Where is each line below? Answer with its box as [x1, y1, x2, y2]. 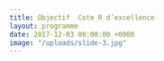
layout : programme [9, 22, 78, 30]
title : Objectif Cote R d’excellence [9, 13, 155, 22]
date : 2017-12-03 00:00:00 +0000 [9, 30, 135, 39]
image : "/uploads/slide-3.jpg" [9, 38, 127, 48]
